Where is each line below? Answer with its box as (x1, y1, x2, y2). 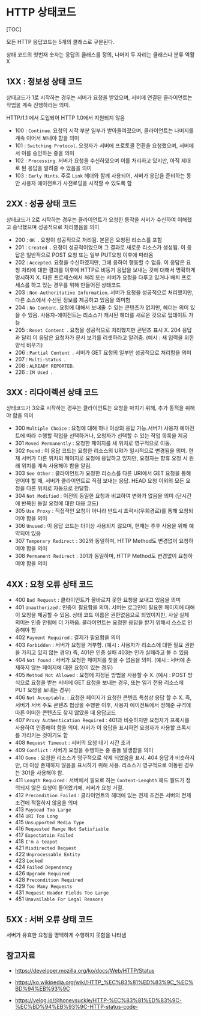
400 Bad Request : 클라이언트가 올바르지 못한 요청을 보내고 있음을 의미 (14, 596, 181, 604)
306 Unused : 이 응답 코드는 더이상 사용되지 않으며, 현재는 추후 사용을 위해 (14, 522, 188, 530)
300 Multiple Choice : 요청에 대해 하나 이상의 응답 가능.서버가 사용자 (14, 424, 179, 432)
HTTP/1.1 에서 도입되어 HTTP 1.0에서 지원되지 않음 (6, 114, 125, 121)
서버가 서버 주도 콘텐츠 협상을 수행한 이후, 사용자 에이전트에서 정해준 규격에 (14, 702, 191, 709)
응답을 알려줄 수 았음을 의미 (28, 164, 92, 171)
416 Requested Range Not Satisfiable (14, 825, 109, 833)
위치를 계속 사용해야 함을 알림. (21, 462, 92, 470)
